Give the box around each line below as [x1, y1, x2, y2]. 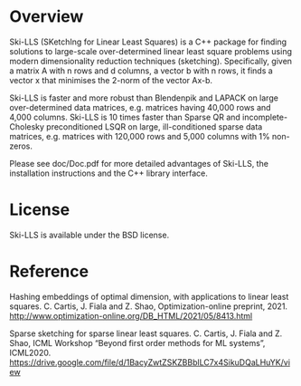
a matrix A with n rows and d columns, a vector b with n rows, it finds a [9, 65, 273, 76]
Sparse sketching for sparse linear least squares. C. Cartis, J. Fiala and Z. [9, 328, 283, 339]
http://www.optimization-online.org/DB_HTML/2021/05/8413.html [9, 310, 253, 321]
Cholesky [9, 121, 45, 132]
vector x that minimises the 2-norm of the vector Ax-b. [9, 74, 213, 85]
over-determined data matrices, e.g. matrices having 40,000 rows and [9, 101, 271, 112]
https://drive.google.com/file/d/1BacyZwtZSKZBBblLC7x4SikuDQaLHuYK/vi [9, 356, 291, 368]
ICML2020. [9, 347, 52, 358]
